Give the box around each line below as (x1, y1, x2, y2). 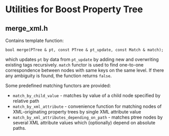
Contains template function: (5, 37, 64, 43)
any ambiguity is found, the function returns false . (5, 73, 112, 79)
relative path (12, 98, 39, 104)
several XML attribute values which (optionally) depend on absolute (12, 120, 156, 126)
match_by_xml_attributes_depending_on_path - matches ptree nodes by (12, 114, 163, 120)
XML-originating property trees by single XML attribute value (12, 109, 141, 115)
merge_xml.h (5, 24, 48, 33)
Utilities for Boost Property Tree (5, 4, 143, 15)
